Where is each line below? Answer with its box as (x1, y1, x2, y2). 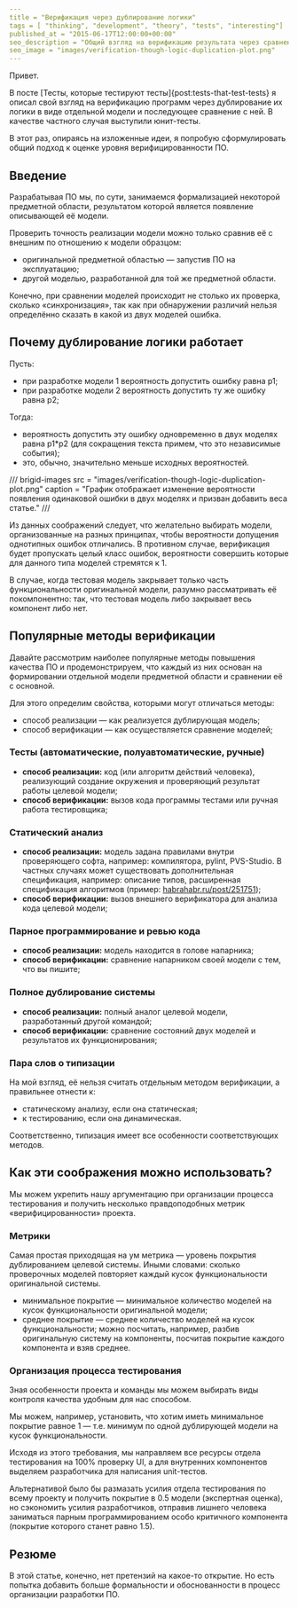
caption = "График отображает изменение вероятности (44, 483, 255, 494)
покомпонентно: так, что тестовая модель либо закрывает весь (9, 593, 252, 604)
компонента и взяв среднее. (21, 1343, 131, 1353)
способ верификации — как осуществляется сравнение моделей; (21, 724, 273, 734)
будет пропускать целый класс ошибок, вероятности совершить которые (9, 547, 289, 559)
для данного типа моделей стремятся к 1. (9, 557, 168, 568)
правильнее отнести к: (9, 1086, 96, 1097)
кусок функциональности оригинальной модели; (21, 1305, 208, 1315)
